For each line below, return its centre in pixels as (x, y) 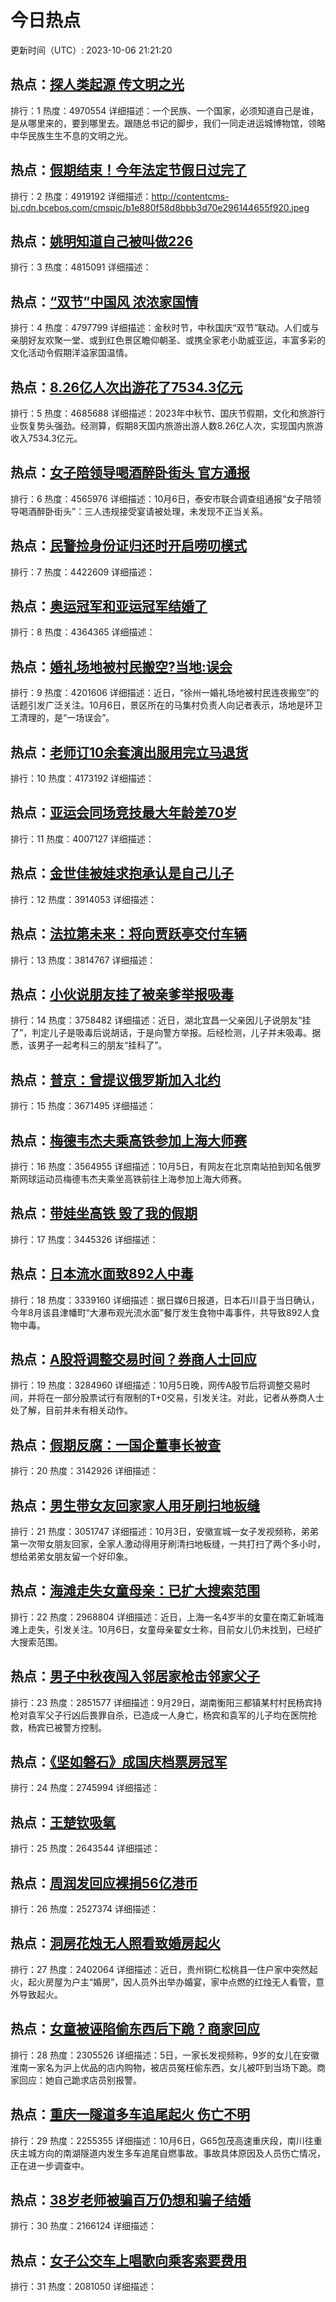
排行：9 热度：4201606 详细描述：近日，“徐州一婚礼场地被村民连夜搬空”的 (165, 693)
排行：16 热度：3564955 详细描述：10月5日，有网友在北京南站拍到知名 (157, 1166)
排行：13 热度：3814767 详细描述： (83, 960)
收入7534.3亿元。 (46, 438)
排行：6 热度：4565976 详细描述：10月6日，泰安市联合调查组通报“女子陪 (161, 498)
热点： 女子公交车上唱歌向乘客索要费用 (128, 2260)
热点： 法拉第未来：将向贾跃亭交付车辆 (128, 934)
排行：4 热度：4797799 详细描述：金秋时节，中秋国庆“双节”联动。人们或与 (165, 328)
